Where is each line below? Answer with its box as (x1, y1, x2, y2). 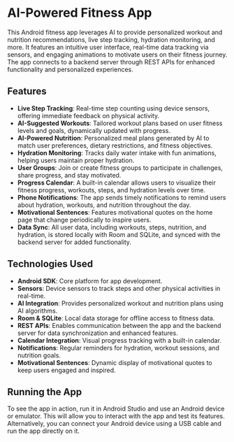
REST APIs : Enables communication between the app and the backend (17, 321, 221, 329)
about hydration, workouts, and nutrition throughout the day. (17, 201, 191, 209)
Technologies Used (7, 258, 93, 270)
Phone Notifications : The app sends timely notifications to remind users (17, 193, 226, 201)
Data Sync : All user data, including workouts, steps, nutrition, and (17, 222, 207, 231)
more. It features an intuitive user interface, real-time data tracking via (7, 43, 209, 51)
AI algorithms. (17, 306, 58, 315)
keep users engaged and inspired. (17, 366, 117, 374)
